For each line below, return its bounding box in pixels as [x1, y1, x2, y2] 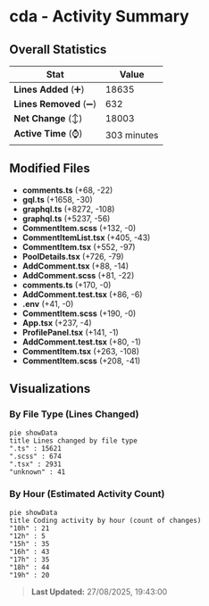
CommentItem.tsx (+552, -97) [21, 241, 136, 252]
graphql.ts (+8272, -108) [21, 203, 115, 214]
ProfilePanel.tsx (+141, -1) [21, 327, 119, 337]
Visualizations [9, 381, 91, 396]
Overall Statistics [9, 42, 107, 57]
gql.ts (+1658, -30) [21, 194, 93, 204]
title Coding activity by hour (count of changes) [9, 516, 202, 525]
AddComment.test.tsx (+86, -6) [21, 288, 143, 300]
